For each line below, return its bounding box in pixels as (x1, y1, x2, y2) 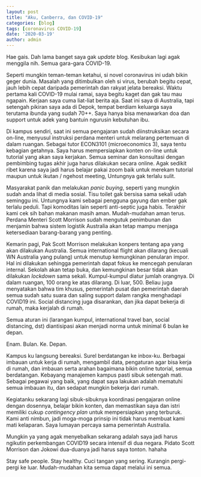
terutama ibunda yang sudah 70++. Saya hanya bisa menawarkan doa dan (6, 109, 190, 117)
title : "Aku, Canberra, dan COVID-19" (6, 14, 103, 20)
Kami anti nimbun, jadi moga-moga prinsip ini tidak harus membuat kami (6, 415, 185, 422)
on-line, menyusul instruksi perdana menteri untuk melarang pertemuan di (6, 134, 190, 141)
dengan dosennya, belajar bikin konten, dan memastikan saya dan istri (6, 402, 180, 409)
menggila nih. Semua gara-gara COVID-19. (6, 60, 112, 67)
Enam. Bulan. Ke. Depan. (6, 340, 67, 348)
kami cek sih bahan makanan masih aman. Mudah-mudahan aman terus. (6, 210, 186, 217)
